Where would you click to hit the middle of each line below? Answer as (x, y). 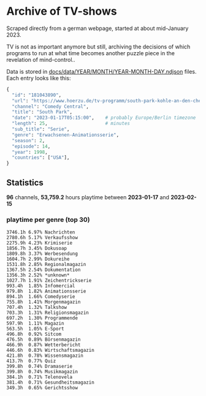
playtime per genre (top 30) (48, 219)
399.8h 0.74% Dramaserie (39, 367)
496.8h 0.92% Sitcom (34, 334)
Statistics (25, 182)
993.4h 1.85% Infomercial (41, 286)
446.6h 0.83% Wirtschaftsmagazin (51, 351)
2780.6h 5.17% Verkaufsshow (42, 238)
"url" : (20, 101)
